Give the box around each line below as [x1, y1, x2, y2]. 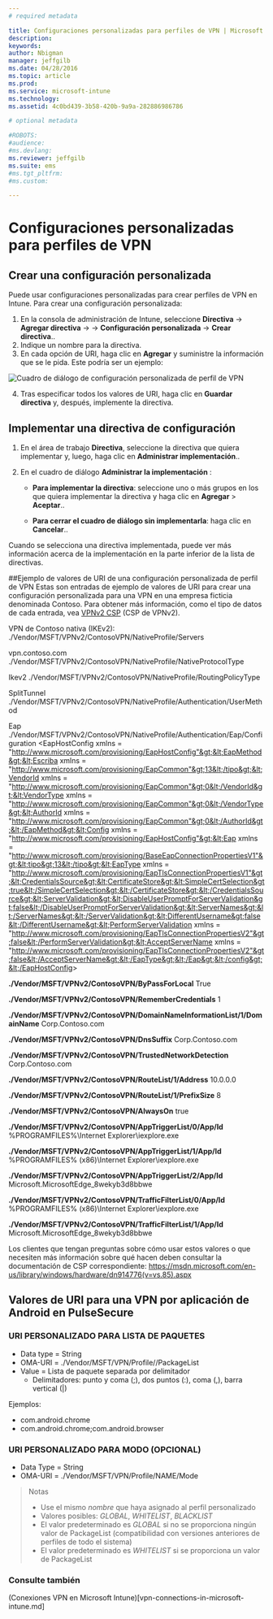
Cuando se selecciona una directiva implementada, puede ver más [8, 540, 232, 550]
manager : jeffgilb [8, 57, 71, 65]
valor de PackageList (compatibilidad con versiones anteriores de [40, 1529, 260, 1539]
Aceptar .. [32, 501, 65, 510]
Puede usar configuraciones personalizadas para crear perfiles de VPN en [8, 290, 258, 300]
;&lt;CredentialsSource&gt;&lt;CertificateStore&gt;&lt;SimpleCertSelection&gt [8, 877, 265, 887]
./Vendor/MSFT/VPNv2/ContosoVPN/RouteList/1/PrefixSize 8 [8, 1091, 222, 1100]
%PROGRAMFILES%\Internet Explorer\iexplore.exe [8, 1131, 180, 1140]
